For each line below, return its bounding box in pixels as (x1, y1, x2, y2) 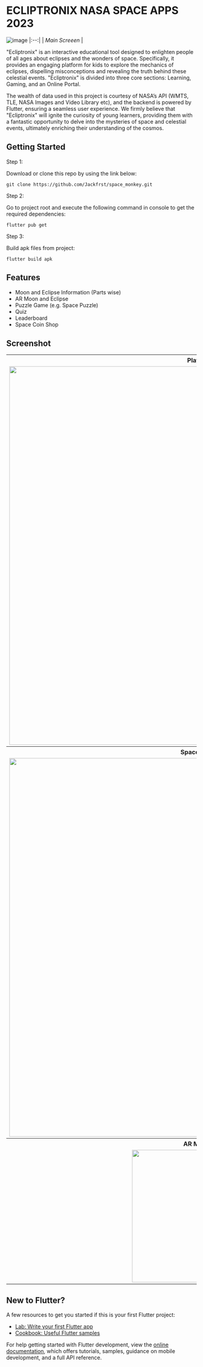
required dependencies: (6, 210, 66, 217)
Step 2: (6, 192, 24, 199)
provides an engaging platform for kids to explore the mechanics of (6, 61, 174, 68)
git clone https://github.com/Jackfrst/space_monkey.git (6, 181, 153, 188)
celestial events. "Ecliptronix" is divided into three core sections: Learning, (6, 74, 192, 81)
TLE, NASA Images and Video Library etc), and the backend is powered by (6, 98, 192, 106)
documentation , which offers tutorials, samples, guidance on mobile (6, 1348, 175, 1355)
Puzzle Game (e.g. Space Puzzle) (14, 301, 98, 309)
